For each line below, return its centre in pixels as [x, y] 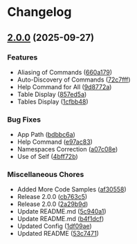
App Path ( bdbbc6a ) [46, 135]
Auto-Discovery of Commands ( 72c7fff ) [74, 79]
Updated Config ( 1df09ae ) [54, 226]
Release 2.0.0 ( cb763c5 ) [52, 197]
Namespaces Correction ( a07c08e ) [67, 149]
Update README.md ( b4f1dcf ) [61, 219]
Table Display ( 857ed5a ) [52, 94]
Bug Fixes [24, 120]
